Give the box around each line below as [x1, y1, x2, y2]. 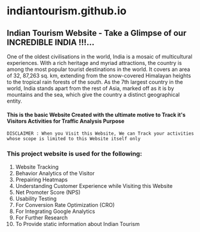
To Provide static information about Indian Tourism [15, 220, 140, 227]
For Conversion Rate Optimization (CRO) [15, 201, 115, 208]
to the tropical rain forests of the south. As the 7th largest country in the [7, 79, 183, 85]
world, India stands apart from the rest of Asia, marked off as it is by [7, 85, 174, 92]
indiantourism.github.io [7, 4, 127, 18]
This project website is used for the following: [7, 150, 143, 158]
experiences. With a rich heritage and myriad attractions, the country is [7, 60, 182, 66]
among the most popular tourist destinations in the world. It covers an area [7, 66, 190, 73]
